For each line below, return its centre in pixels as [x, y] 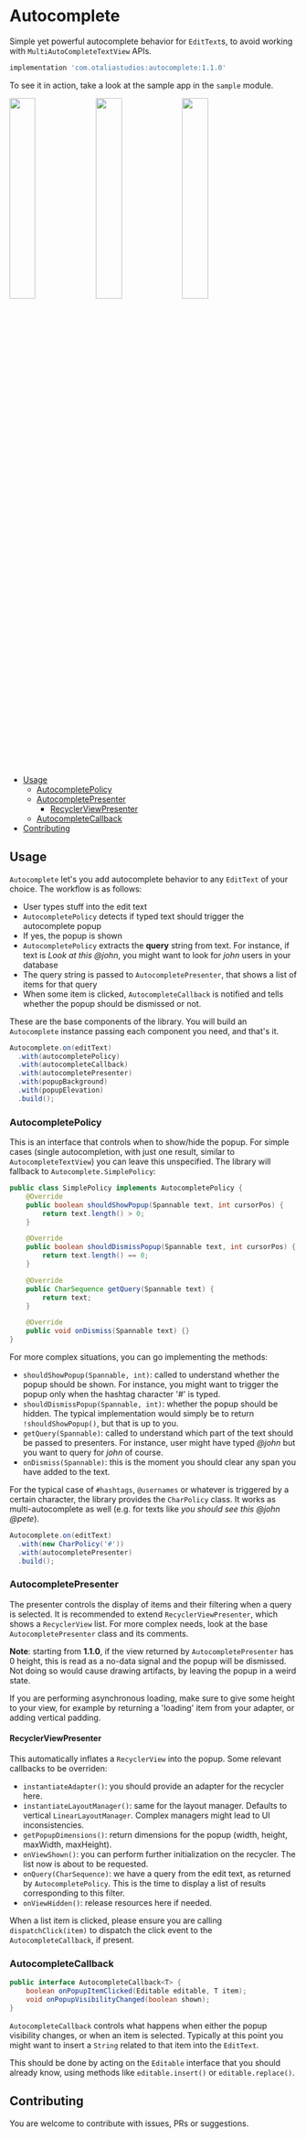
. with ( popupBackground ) [63, 1082]
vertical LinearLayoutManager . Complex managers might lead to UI [147, 1815]
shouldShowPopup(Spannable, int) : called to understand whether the [151, 1375]
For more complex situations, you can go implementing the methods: [138, 1357]
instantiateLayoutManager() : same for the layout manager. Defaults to [155, 1806]
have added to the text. [66, 1472]
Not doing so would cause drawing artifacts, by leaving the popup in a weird [153, 1671]
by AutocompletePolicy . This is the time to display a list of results [144, 1884]
